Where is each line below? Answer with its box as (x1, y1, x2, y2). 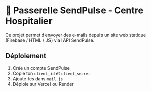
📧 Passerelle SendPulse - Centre (5, 5, 144, 16)
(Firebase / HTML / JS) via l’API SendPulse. (5, 37, 95, 43)
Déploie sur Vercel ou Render (12, 81, 74, 87)
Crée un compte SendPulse (12, 65, 70, 71)
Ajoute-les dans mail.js (12, 75, 63, 82)
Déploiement (5, 52, 47, 60)
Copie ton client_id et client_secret (12, 70, 91, 76)
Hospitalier (5, 15, 53, 27)
